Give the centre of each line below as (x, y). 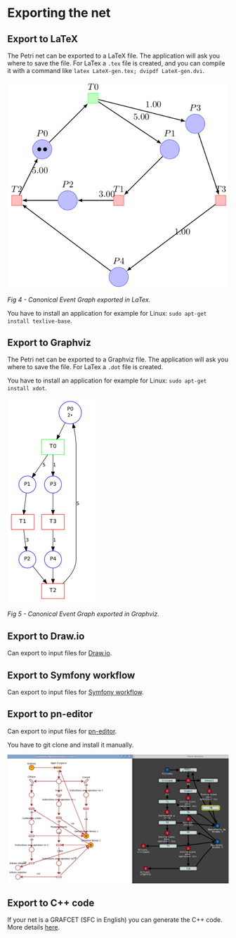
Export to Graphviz (49, 342)
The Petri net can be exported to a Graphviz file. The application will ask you (118, 359)
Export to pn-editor (50, 714)
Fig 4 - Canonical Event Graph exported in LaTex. (79, 300)
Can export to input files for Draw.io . (60, 653)
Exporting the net (59, 13)
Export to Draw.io (46, 636)
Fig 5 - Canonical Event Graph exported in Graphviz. (83, 614)
